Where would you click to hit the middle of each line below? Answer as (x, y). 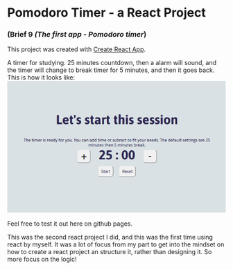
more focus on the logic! (42, 259)
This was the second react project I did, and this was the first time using (110, 237)
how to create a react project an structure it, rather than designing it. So (110, 251)
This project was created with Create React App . (77, 49)
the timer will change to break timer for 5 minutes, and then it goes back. (111, 70)
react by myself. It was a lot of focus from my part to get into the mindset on (116, 244)
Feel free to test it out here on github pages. (70, 224)
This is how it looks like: (41, 78)
